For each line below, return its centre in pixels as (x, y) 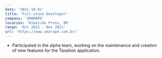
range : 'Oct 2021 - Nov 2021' (36, 27)
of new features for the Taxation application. (56, 50)
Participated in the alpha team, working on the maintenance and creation (84, 45)
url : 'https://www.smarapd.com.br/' (42, 32)
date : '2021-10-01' (25, 9)
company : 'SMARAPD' (25, 18)
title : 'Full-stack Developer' (37, 14)
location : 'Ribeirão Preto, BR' (37, 23)
